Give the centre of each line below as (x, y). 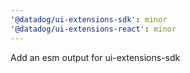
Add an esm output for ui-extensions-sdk (95, 57)
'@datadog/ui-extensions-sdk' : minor (89, 19)
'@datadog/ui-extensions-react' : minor (93, 29)
